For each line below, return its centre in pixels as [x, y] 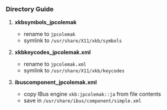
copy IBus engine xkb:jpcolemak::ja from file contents [92, 94]
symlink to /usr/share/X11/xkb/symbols [73, 41]
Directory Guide [30, 9]
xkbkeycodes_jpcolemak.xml [52, 52]
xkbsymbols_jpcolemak [45, 22]
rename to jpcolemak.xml [55, 64]
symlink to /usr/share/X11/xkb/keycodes [74, 70]
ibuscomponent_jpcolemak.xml [55, 82]
